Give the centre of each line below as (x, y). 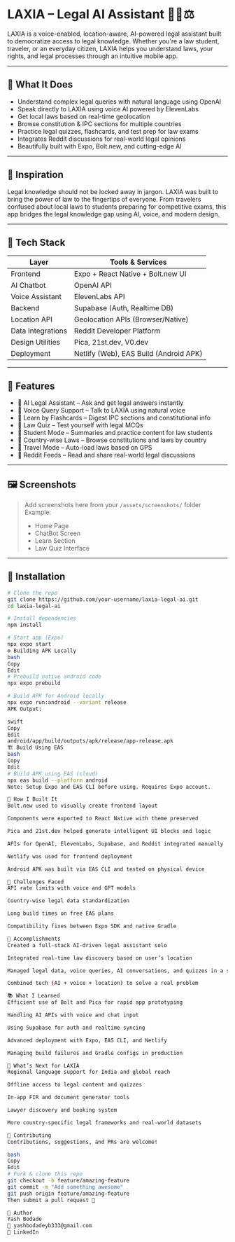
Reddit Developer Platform (117, 331)
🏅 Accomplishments (34, 939)
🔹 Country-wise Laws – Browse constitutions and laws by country (112, 440)
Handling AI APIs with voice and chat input (73, 1015)
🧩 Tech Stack (36, 242)
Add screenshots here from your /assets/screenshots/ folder (113, 505)
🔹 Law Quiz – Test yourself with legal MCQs (80, 425)
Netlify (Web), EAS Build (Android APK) (138, 354)
